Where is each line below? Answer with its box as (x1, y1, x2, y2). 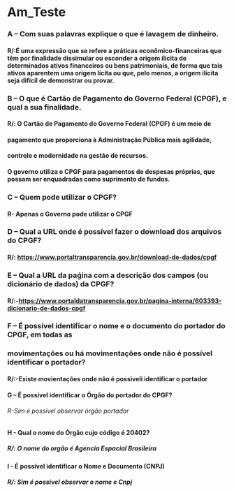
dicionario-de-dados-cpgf (7, 304, 86, 312)
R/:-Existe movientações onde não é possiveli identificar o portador (7, 374, 208, 383)
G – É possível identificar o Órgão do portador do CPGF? (7, 390, 173, 399)
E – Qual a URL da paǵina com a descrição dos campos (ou (7, 270, 209, 280)
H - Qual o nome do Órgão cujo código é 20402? (7, 428, 150, 436)
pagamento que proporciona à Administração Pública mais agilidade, (7, 135, 212, 144)
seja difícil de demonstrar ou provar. (7, 76, 115, 84)
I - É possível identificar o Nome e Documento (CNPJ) (7, 462, 166, 470)
